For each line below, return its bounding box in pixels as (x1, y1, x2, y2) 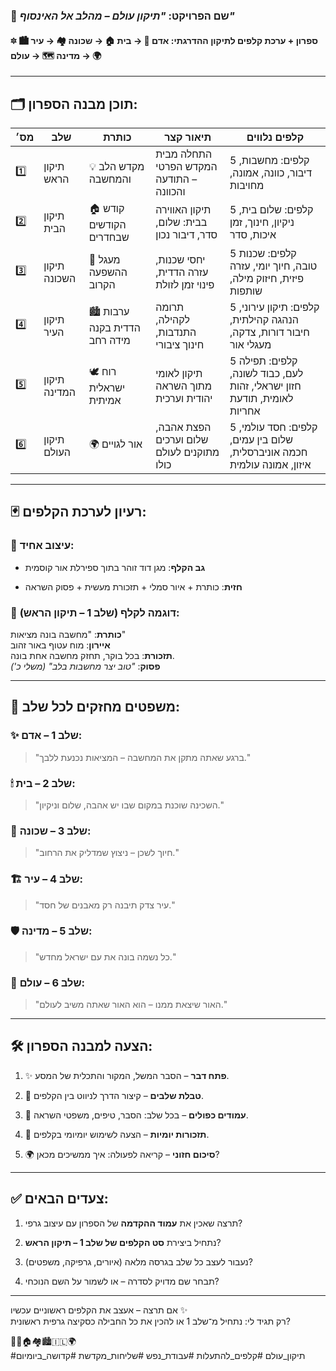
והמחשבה (88, 172, 132, 186)
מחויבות (229, 178, 265, 192)
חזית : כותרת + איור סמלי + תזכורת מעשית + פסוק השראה (24, 580, 243, 593)
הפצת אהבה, (155, 420, 212, 434)
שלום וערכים (155, 432, 209, 446)
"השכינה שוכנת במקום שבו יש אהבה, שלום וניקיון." (34, 799, 225, 811)
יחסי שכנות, (155, 252, 206, 266)
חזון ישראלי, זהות (229, 379, 302, 393)
